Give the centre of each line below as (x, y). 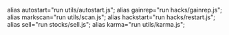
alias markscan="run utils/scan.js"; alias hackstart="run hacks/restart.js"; (111, 17)
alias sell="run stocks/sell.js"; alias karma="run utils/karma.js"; (96, 24)
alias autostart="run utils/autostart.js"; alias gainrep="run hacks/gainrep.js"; (115, 10)
